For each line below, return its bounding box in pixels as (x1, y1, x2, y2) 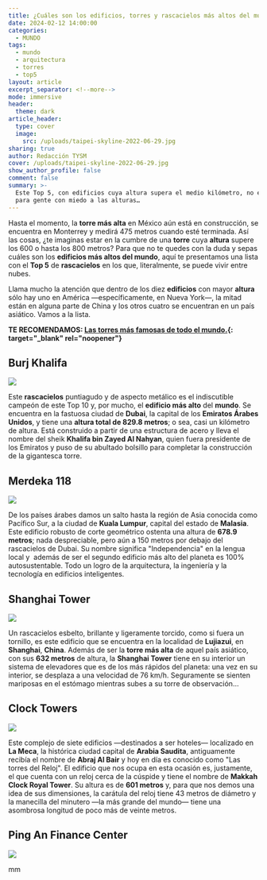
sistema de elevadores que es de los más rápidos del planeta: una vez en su (8, 662, 258, 671)
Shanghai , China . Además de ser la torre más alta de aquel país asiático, (8, 645, 249, 654)
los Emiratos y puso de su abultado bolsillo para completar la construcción (8, 442, 253, 453)
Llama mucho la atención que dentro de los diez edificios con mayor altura (8, 284, 255, 294)
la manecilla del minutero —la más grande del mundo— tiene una (8, 797, 221, 806)
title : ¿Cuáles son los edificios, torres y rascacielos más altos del (8, 11, 250, 20)
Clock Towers (8, 702, 78, 716)
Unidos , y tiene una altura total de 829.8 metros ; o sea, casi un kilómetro (8, 418, 250, 427)
